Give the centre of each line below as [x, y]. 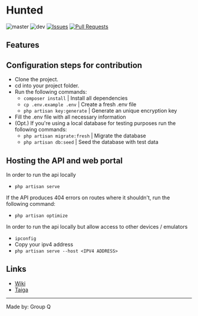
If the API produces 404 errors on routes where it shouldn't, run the [88, 197]
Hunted [25, 10]
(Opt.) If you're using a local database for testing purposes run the [95, 123]
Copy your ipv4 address [44, 244]
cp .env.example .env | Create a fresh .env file [80, 104]
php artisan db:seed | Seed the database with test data [91, 142]
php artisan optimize [41, 216]
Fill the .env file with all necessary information [70, 117]
